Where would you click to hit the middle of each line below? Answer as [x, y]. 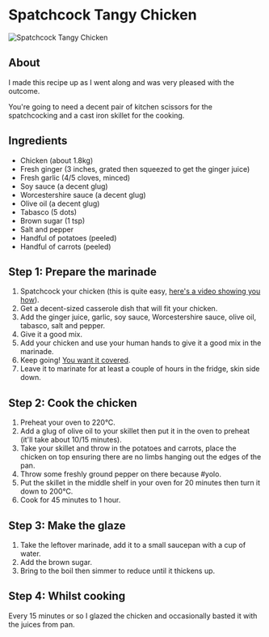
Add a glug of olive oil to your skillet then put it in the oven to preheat [135, 431]
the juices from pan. [42, 624]
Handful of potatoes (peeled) [68, 237]
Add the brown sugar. [56, 562]
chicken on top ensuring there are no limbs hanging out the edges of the [141, 457]
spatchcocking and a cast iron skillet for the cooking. [97, 115]
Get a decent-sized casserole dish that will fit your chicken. [119, 309]
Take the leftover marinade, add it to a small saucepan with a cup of [133, 545]
